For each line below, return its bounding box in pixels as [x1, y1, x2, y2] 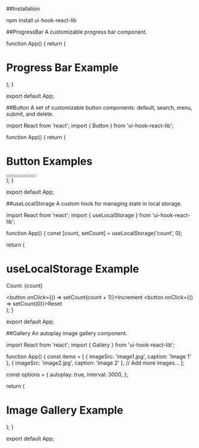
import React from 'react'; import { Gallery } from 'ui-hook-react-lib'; [6, 341, 175, 348]
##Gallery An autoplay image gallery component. [6, 329, 128, 336]
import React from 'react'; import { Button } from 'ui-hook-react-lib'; [6, 122, 174, 129]
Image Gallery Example [6, 404, 124, 417]
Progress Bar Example [6, 61, 119, 74]
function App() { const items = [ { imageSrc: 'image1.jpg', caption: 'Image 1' [6, 353, 191, 360]
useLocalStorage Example [6, 262, 140, 276]
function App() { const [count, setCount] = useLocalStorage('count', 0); [6, 229, 183, 236]
